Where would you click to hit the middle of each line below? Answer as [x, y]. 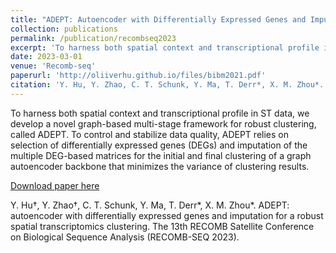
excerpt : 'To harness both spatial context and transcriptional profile [165, 47]
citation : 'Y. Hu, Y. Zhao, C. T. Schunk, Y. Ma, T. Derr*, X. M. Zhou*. [167, 85]
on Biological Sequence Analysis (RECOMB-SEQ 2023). [125, 237]
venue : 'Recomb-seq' [53, 66]
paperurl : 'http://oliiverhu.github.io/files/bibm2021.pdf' [138, 76]
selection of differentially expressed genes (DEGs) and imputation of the [159, 145]
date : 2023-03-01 [46, 57]
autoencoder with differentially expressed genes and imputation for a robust [167, 215]
